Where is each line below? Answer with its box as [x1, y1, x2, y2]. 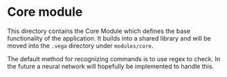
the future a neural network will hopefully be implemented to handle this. [7, 62, 215, 70]
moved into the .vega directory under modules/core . [7, 41, 154, 49]
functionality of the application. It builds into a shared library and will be [7, 34, 211, 42]
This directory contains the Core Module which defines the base [7, 27, 191, 35]
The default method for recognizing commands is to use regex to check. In [7, 54, 221, 63]
